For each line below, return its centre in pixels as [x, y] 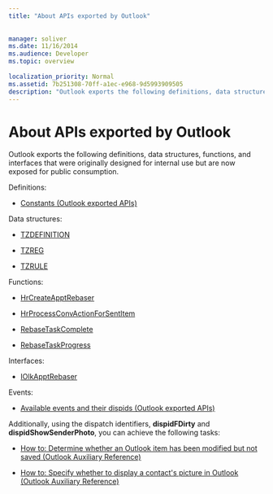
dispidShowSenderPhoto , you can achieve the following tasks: [115, 433]
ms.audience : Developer [49, 54]
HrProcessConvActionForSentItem [78, 313]
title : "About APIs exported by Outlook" [80, 16]
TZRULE [34, 266]
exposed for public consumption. [64, 172]
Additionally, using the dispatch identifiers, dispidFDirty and [109, 424]
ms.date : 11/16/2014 [43, 46]
